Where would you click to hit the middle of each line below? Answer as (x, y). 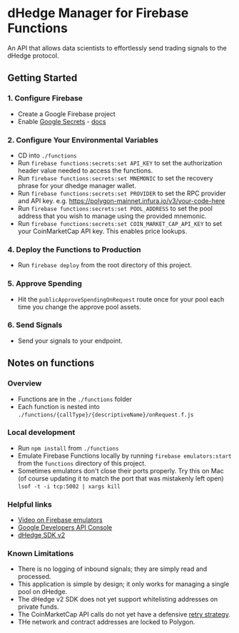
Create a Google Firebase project (66, 114)
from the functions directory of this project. (82, 463)
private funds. (38, 607)
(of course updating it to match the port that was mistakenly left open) (121, 478)
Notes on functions (51, 363)
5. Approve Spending (45, 284)
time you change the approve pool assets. (79, 307)
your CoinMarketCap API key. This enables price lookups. (102, 231)
